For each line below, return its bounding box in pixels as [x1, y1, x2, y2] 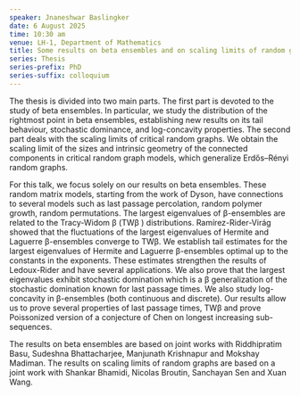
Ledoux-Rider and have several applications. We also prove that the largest [9, 264, 286, 275]
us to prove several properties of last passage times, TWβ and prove [9, 302, 262, 313]
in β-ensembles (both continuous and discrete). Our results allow [47, 293, 287, 303]
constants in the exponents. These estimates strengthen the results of [9, 255, 267, 266]
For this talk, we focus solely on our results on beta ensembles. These [9, 179, 267, 190]
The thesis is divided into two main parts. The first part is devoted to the [9, 95, 274, 106]
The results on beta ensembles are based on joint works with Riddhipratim [9, 338, 283, 349]
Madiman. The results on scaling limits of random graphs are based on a [9, 358, 276, 368]
